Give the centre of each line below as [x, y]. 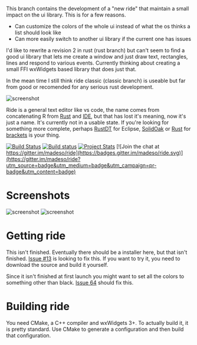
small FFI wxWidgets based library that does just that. [71, 69]
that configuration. [29, 335]
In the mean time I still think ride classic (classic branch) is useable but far [96, 80]
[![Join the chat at [138, 146]
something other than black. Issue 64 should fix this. [70, 282]
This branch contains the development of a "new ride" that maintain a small [98, 9]
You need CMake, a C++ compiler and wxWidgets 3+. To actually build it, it [97, 323]
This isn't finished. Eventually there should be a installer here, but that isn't [97, 252]
